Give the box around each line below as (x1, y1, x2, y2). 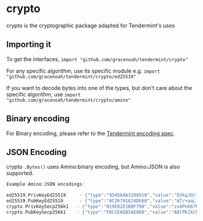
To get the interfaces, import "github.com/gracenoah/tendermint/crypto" (6, 55, 188, 62)
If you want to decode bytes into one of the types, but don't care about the (6, 84, 192, 91)
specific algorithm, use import (6, 90, 81, 98)
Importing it (6, 39, 51, 50)
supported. (6, 170, 34, 177)
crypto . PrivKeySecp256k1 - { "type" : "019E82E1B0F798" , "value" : (6, 203, 172, 209)
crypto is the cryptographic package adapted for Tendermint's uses (6, 22, 175, 29)
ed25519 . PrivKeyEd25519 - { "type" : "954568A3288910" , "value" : (6, 193, 174, 199)
